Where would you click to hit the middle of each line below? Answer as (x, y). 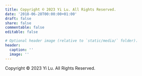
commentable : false (25, 28)
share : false (18, 23)
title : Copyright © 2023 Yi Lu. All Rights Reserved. (61, 9)
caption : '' (22, 50)
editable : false (21, 32)
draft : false (18, 18)
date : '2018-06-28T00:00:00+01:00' (41, 14)
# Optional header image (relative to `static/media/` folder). (71, 41)
